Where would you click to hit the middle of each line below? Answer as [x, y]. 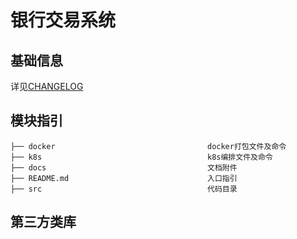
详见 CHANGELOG [47, 86]
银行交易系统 [63, 20]
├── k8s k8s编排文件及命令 [141, 157]
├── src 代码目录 [124, 189]
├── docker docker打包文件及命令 [148, 146]
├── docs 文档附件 [124, 167]
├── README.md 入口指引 [124, 178]
